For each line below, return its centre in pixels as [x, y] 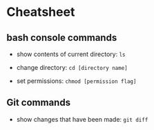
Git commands [38, 103]
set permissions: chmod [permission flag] [76, 81]
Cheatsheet [41, 12]
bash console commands [62, 38]
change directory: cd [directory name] [72, 67]
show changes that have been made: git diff [82, 119]
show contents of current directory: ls [71, 54]
